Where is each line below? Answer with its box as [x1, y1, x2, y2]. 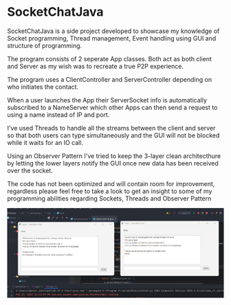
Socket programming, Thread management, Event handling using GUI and [7, 34, 217, 42]
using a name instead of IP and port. [7, 111, 110, 119]
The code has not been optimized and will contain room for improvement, [7, 179, 215, 188]
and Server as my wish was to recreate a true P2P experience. [7, 62, 184, 70]
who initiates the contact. [7, 82, 79, 91]
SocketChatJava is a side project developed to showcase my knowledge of [7, 27, 220, 35]
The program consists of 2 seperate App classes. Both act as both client [7, 54, 212, 63]
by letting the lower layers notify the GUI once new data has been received [7, 159, 219, 167]
